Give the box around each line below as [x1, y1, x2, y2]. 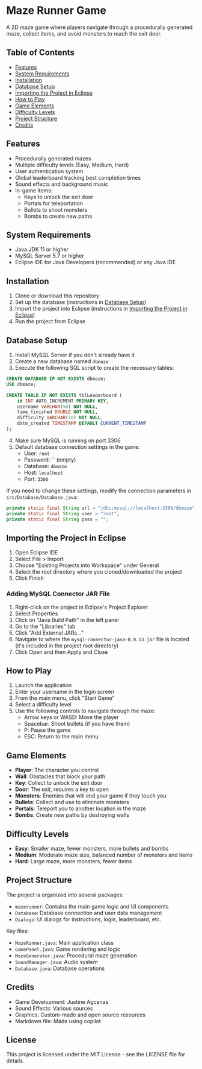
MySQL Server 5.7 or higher [14, 252, 84, 259]
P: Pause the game [23, 726, 71, 734]
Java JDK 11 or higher [14, 246, 69, 253]
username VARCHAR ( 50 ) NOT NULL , [17, 404, 98, 410]
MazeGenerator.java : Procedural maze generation [14, 951, 137, 959]
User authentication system [14, 167, 84, 175]
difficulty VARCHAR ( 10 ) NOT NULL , [17, 414, 103, 421]
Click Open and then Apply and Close [14, 648, 108, 655]
